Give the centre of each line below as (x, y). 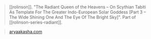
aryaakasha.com (26, 32)
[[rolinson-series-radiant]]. (36, 22)
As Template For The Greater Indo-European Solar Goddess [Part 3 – (77, 12)
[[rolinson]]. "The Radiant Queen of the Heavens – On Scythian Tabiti (77, 7)
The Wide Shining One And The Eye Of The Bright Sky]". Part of (72, 17)
